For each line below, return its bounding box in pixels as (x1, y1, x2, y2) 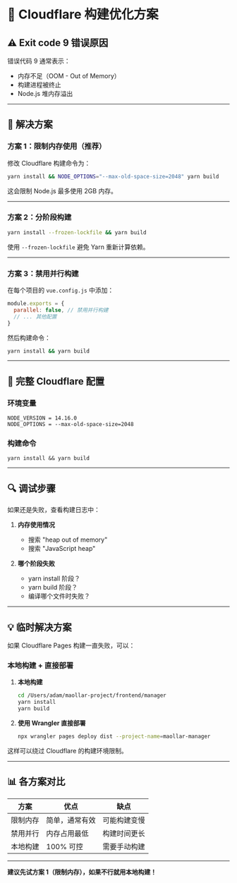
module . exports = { (7, 300, 65, 307)
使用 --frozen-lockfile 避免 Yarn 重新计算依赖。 (7, 243, 150, 251)
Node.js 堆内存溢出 (17, 90, 73, 97)
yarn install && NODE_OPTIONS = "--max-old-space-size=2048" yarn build (7, 173, 219, 180)
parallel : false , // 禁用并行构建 (13, 306, 109, 314)
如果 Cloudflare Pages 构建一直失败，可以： (7, 641, 135, 650)
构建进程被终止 (17, 80, 61, 89)
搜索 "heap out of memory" (28, 535, 108, 544)
